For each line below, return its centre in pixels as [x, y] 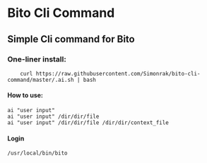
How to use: [25, 95]
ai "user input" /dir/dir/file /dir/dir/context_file [88, 123]
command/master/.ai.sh [41, 80]
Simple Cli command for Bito [71, 39]
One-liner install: [37, 59]
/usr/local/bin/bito [38, 153]
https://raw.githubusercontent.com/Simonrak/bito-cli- [118, 73]
